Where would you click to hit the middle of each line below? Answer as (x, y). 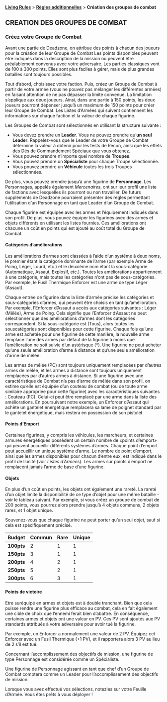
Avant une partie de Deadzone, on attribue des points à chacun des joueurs (83, 48)
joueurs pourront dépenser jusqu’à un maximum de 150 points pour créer (80, 105)
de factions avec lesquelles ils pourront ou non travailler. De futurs (73, 192)
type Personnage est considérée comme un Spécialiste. (62, 659)
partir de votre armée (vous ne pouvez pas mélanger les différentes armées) (83, 89)
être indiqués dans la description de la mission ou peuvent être (70, 58)
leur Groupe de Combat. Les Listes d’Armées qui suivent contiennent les (79, 110)
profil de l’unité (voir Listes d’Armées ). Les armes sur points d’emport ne (79, 462)
